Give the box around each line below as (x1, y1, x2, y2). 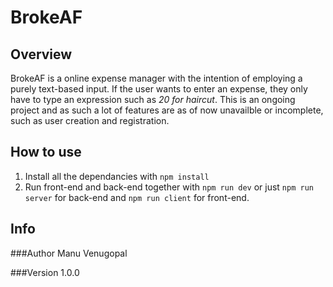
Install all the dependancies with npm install (24, 170, 210, 182)
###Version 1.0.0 (10, 266, 80, 278)
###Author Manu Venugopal (10, 247, 128, 259)
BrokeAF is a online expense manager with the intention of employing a (10, 72, 303, 84)
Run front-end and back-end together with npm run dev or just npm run (24, 181, 314, 193)
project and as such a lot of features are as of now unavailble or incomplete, (10, 104, 324, 116)
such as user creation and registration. (10, 115, 170, 126)
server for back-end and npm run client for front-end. (24, 191, 250, 203)
